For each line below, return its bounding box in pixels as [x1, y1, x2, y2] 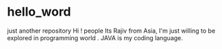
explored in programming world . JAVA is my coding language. [7, 33, 184, 42]
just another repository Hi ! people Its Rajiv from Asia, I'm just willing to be [7, 27, 216, 35]
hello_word [7, 4, 71, 20]
